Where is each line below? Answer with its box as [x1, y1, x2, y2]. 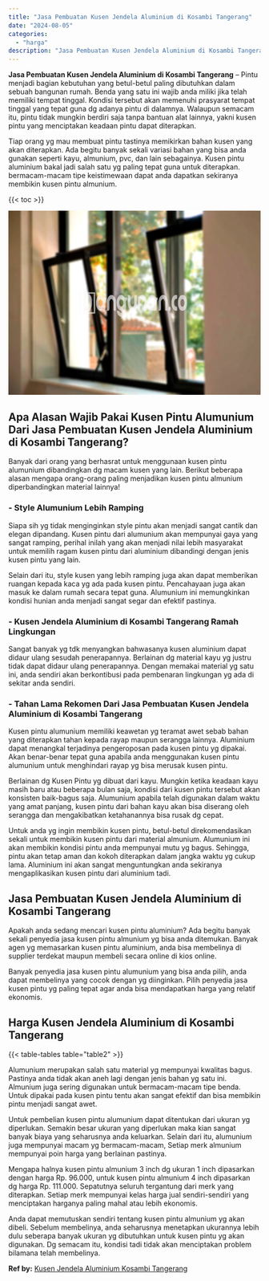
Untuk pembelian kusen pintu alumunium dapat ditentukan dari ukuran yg [8, 1114, 251, 1124]
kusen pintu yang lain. [8, 555, 82, 564]
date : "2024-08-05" [8, 21, 74, 30]
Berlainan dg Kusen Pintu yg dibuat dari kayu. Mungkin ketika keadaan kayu [8, 776, 259, 786]
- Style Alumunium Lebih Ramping [8, 502, 144, 514]
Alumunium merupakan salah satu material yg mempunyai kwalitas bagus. [8, 1064, 252, 1075]
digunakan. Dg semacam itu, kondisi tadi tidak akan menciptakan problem [8, 1239, 252, 1249]
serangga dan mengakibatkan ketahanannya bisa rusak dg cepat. [8, 811, 224, 820]
